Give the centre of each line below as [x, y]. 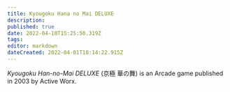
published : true [31, 26]
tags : [15, 40]
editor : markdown [33, 46]
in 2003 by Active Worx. [42, 81]
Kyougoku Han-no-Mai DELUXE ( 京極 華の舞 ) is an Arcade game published [115, 73]
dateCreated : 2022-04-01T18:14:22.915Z [65, 53]
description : [26, 20]
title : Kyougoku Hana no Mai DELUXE [60, 14]
